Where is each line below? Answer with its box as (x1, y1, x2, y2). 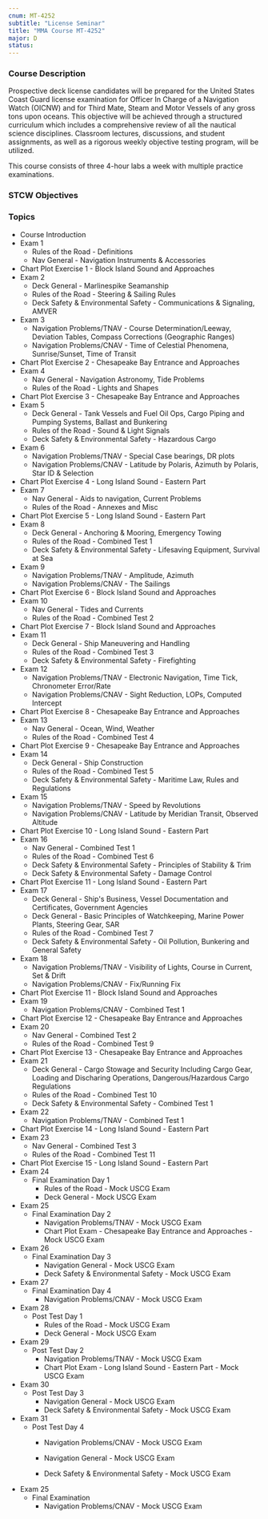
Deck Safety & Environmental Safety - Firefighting (31, 655, 196, 665)
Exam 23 (19, 1132, 50, 1142)
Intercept (31, 698, 62, 708)
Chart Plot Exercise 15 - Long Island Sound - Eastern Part (19, 1157, 209, 1167)
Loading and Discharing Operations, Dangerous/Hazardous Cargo (31, 1073, 250, 1082)
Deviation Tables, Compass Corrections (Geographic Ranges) (31, 332, 235, 341)
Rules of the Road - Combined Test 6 (31, 851, 154, 861)
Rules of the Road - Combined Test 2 (31, 612, 154, 622)
